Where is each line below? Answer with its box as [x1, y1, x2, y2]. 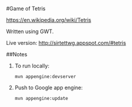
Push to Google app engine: [14, 84, 83, 91]
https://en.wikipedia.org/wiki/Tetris [6, 17, 92, 23]
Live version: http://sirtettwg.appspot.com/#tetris [6, 40, 126, 46]
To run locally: [14, 62, 50, 69]
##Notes [6, 51, 28, 58]
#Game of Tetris [6, 5, 46, 12]
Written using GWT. [6, 28, 54, 35]
